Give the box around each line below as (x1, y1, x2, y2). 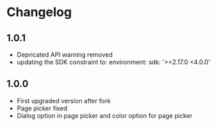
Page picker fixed (16, 104, 68, 112)
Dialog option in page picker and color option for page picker (16, 111, 193, 119)
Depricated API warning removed (16, 50, 113, 59)
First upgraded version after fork (16, 96, 111, 105)
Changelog (6, 4, 72, 20)
